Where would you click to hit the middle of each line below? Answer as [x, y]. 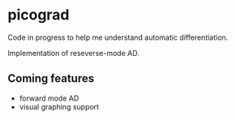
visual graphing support [59, 106]
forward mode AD [49, 98]
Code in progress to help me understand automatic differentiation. [118, 37]
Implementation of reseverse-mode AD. [73, 53]
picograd [39, 15]
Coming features [51, 79]
